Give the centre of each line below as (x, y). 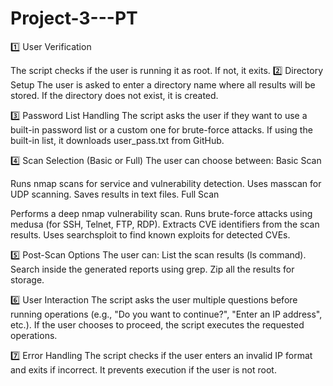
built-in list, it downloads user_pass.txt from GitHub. (117, 140)
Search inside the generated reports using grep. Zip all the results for (152, 269)
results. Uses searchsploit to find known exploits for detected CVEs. (150, 234)
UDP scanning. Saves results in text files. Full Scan (115, 194)
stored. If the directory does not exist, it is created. (114, 95)
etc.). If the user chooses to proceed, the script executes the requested (157, 324)
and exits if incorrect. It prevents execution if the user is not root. (143, 369)
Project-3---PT (74, 18)
